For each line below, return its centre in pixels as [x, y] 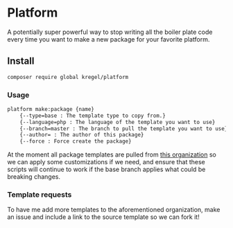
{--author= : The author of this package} [82, 135]
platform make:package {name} [51, 109]
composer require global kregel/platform [68, 77]
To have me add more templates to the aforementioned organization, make [114, 210]
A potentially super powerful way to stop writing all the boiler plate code [110, 32]
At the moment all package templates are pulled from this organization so [112, 155]
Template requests [40, 195]
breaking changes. [34, 177]
